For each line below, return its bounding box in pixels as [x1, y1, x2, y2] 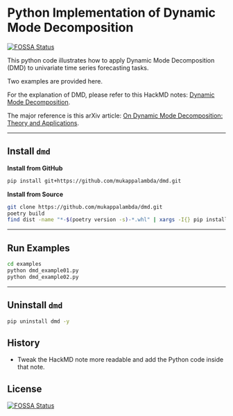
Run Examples [7, 242, 71, 254]
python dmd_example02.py [7, 273, 79, 280]
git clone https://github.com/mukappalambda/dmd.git [7, 203, 163, 210]
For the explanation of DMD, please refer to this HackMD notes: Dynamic [7, 90, 215, 99]
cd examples [7, 261, 42, 268]
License [7, 383, 42, 394]
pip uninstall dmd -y [7, 318, 70, 325]
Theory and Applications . [7, 118, 80, 127]
